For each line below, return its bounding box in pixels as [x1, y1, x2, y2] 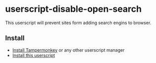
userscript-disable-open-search [5, 3, 142, 15]
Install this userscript [12, 52, 55, 58]
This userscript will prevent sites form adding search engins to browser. [5, 20, 152, 26]
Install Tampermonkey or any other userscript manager [12, 47, 125, 53]
